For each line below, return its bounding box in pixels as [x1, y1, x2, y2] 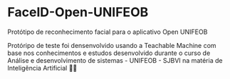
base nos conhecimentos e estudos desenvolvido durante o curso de [7, 49, 211, 57]
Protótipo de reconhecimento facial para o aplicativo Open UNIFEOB [7, 28, 208, 36]
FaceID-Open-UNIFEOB [7, 4, 149, 20]
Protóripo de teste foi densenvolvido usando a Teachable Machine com [7, 41, 216, 49]
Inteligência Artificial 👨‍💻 [7, 63, 78, 72]
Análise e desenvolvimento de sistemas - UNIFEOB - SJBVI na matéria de [7, 56, 223, 64]
